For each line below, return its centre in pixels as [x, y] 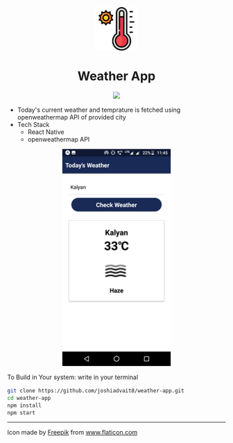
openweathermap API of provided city [71, 117]
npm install [24, 406]
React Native [46, 132]
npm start [21, 412]
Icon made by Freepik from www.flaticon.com [72, 433]
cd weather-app [29, 398]
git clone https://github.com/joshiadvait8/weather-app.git [96, 391]
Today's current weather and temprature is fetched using [99, 110]
